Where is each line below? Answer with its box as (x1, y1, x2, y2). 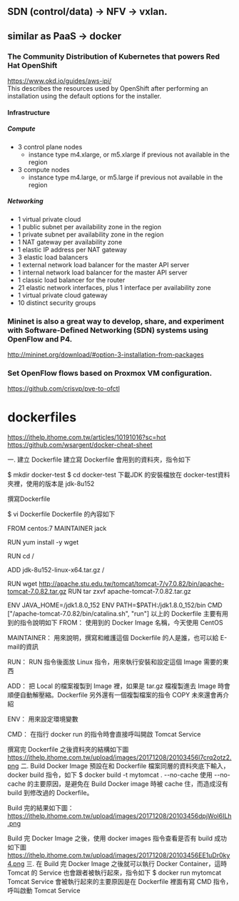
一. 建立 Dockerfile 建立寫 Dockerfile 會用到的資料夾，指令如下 (7, 455, 191, 464)
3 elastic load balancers (17, 253, 88, 262)
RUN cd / (7, 552, 34, 560)
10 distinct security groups (17, 298, 96, 307)
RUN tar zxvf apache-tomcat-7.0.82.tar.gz (68, 587, 191, 596)
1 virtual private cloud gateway (17, 291, 108, 299)
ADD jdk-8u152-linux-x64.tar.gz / (7, 566, 105, 574)
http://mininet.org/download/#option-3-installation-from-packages (7, 350, 205, 359)
